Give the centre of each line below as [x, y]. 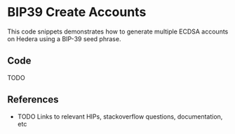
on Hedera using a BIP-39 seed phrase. [64, 38]
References [33, 99]
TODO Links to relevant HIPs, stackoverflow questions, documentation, [120, 117]
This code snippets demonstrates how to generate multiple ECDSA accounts [118, 31]
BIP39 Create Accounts [77, 12]
